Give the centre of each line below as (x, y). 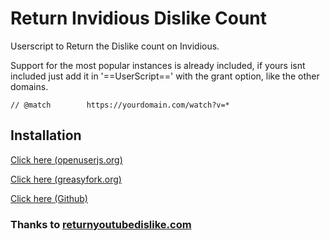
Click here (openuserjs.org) (66, 159)
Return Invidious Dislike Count (139, 18)
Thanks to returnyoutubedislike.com (101, 224)
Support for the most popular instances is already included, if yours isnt (158, 65)
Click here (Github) (49, 198)
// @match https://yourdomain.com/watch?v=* (120, 105)
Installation (46, 135)
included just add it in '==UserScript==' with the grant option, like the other (165, 76)
